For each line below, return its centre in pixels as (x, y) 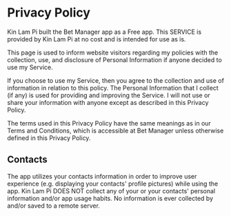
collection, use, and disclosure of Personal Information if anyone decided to (114, 59)
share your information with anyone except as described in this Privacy (108, 102)
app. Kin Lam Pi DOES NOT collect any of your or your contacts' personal (111, 190)
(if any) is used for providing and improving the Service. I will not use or (109, 95)
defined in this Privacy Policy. (49, 138)
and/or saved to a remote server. (53, 206)
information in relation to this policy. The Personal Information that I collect (113, 88)
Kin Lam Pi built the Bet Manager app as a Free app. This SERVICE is (104, 32)
